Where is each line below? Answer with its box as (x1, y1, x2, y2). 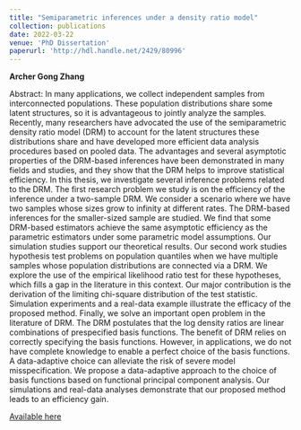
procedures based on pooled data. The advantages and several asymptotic (9, 145, 287, 157)
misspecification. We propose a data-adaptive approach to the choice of (9, 365, 278, 376)
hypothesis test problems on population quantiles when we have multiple (9, 250, 279, 261)
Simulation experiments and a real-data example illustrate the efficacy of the (9, 298, 291, 310)
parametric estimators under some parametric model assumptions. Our (9, 232, 271, 242)
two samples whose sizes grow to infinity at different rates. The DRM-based (9, 203, 290, 214)
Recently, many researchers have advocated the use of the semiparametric (9, 118, 287, 128)
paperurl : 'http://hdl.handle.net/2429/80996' (9, 47, 186, 56)
